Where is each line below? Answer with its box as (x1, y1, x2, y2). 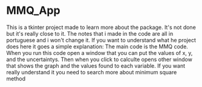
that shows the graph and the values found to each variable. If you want (6, 62, 186, 69)
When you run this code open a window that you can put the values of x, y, (6, 49, 193, 56)
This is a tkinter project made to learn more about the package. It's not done (6, 24, 197, 31)
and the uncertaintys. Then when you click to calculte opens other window (6, 56, 192, 63)
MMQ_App (6, 4, 60, 18)
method (6, 75, 26, 82)
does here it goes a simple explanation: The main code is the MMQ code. (6, 43, 189, 50)
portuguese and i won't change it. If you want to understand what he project (6, 36, 197, 43)
